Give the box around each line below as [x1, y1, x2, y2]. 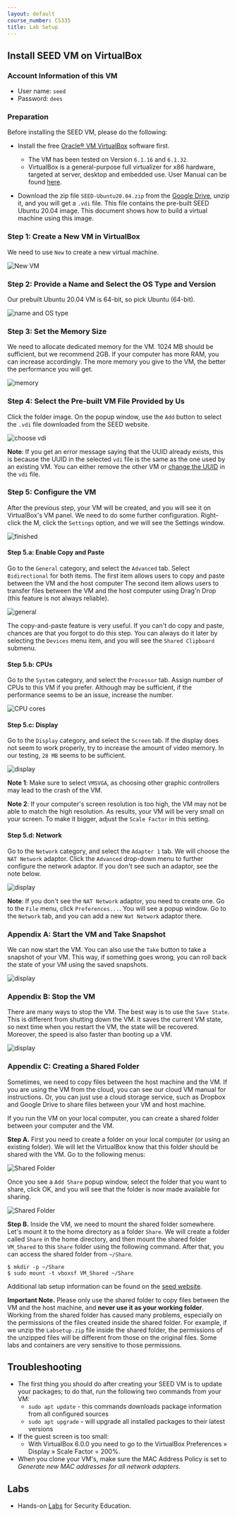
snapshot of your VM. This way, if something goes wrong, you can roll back [7, 953, 227, 961]
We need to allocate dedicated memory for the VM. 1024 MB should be [7, 343, 214, 351]
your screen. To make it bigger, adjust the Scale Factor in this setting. [7, 815, 210, 823]
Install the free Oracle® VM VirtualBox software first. [17, 142, 170, 150]
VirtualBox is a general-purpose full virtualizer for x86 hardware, [28, 163, 216, 172]
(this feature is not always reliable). [7, 594, 109, 602]
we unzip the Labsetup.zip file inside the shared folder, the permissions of [7, 1326, 223, 1334]
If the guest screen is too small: [17, 1432, 109, 1441]
